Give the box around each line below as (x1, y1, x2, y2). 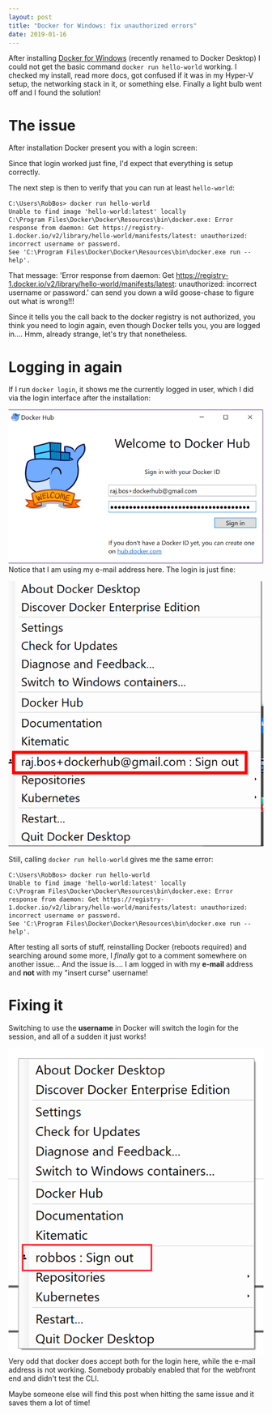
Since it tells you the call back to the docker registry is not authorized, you (8, 312, 256, 322)
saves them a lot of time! (8, 1398, 91, 1408)
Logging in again (8, 357, 123, 376)
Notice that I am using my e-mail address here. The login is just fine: (8, 565, 236, 575)
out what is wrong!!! (8, 297, 74, 306)
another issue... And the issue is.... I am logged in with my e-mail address (8, 959, 253, 968)
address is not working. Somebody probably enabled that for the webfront (8, 1365, 257, 1374)
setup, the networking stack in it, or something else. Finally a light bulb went (8, 79, 262, 89)
